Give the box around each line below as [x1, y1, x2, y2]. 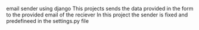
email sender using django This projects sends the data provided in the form [6, 5, 194, 12]
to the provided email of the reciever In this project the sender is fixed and [6, 11, 188, 18]
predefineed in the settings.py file [6, 18, 89, 24]
